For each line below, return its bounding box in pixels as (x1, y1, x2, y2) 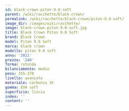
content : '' (5, 99, 30, 104)
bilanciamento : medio (5, 67, 50, 72)
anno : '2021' (5, 53, 32, 58)
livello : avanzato (5, 76, 43, 81)
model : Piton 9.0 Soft (5, 39, 52, 44)
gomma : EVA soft (5, 84, 38, 90)
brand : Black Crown (5, 35, 45, 40)
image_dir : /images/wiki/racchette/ (5, 21, 80, 26)
